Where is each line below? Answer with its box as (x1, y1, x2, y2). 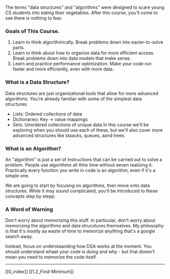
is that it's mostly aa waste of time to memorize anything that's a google (5, 228, 155, 234)
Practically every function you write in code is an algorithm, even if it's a (5, 167, 156, 173)
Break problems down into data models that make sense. (12, 55, 132, 61)
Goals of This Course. (5, 27, 60, 34)
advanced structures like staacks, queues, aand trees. (12, 132, 125, 138)
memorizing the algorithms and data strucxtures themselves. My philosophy (5, 223, 164, 229)
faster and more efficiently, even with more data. (12, 66, 114, 72)
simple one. (5, 172, 29, 179)
